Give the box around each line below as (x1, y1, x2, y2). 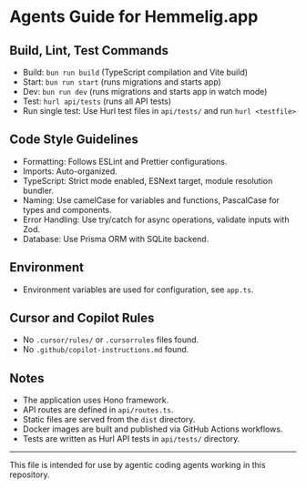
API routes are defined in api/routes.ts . (22, 404, 174, 415)
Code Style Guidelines (9, 132, 138, 148)
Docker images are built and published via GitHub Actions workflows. (22, 423, 283, 434)
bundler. (22, 185, 55, 196)
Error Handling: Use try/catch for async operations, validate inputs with (22, 214, 290, 225)
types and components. (22, 204, 112, 215)
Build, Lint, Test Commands (9, 43, 168, 58)
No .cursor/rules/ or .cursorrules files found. (22, 334, 199, 345)
